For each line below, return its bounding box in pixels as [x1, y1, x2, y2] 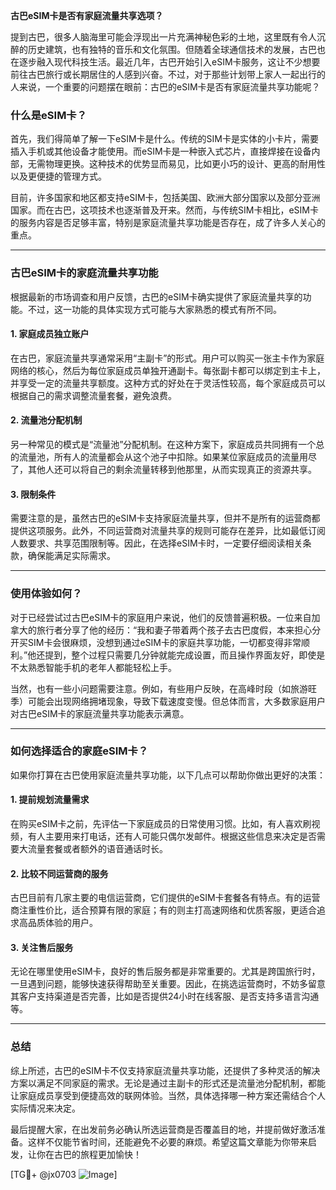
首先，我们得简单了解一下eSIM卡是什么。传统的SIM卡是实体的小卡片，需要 [10, 133, 319, 145]
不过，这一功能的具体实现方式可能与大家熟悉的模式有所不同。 [27, 303, 282, 315]
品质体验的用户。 [27, 917, 98, 929]
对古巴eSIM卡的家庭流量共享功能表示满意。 [10, 707, 190, 719]
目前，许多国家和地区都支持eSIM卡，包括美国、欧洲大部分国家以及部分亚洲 [10, 192, 321, 204]
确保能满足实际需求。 [27, 550, 116, 562]
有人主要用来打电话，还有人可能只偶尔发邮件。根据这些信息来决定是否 [27, 830, 317, 842]
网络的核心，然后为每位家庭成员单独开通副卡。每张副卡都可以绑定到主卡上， [10, 364, 326, 376]
